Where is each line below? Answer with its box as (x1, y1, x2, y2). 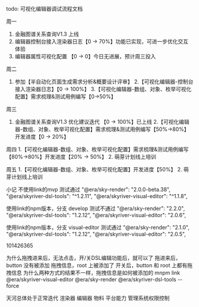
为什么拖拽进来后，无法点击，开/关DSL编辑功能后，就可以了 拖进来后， (6, 255, 181, 261)
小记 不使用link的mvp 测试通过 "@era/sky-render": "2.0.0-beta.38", (6, 186, 171, 193)
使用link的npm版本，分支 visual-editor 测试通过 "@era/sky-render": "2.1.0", (6, 224, 190, 231)
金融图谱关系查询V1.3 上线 (14, 30, 79, 37)
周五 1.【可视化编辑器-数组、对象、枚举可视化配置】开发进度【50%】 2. (6, 166, 182, 173)
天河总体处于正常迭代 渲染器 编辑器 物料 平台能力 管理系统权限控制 (6, 295, 170, 302)
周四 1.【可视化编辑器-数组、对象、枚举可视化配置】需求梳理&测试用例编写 (6, 146, 189, 153)
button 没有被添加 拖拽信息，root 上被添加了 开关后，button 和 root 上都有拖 (6, 262, 193, 269)
